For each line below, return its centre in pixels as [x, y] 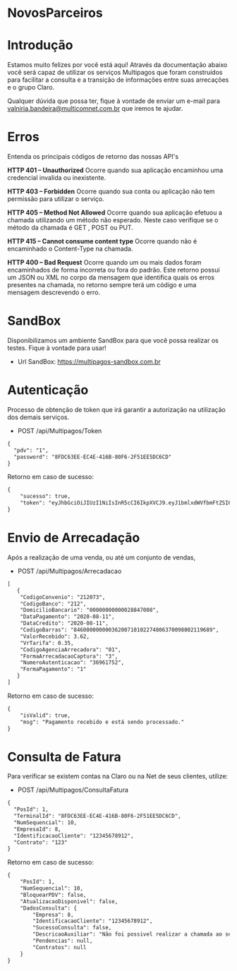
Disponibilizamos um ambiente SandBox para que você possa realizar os [113, 340]
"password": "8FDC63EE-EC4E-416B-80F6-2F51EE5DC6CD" [93, 457]
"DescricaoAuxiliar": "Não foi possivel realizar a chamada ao [127, 934]
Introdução [40, 46]
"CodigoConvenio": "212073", [63, 597]
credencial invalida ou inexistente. [57, 178]
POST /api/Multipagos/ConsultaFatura [73, 790]
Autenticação [48, 390]
